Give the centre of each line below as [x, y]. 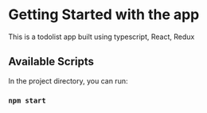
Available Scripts [51, 62]
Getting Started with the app [104, 15]
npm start [27, 100]
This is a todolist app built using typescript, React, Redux [102, 37]
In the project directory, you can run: [68, 80]
